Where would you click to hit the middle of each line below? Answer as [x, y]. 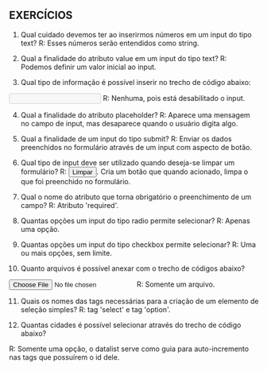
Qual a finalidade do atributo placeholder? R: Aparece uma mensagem [135, 115]
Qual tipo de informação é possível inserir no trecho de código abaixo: [135, 82]
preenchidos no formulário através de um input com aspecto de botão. [136, 147]
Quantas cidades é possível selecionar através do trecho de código [131, 325]
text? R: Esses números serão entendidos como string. [110, 43]
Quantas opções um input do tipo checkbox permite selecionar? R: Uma [138, 245]
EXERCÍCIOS [41, 15]
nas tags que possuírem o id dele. [64, 357]
